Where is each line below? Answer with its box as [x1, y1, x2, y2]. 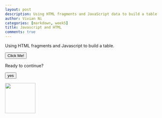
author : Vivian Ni [5, 16, 42, 21]
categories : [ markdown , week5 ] [5, 20, 68, 26]
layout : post [5, 7, 32, 12]
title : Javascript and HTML [5, 25, 62, 30]
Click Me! [7, 53, 24, 58]
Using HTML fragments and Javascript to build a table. [5, 43, 114, 48]
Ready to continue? [5, 63, 44, 68]
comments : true [5, 29, 36, 34]
